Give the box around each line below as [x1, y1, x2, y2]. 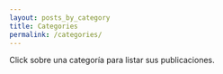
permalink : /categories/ [9, 30, 103, 39]
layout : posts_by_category [9, 13, 111, 23]
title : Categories [9, 22, 78, 31]
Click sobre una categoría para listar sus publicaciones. [9, 55, 216, 66]
